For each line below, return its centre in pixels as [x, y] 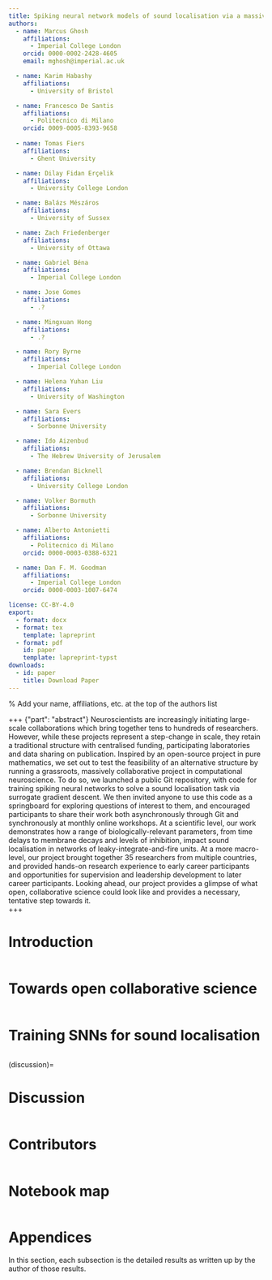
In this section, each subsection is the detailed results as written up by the [132, 1261]
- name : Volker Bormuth [55, 500]
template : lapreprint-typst [70, 658]
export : [21, 612]
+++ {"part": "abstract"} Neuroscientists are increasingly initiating [118, 719]
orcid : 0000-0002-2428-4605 [70, 54]
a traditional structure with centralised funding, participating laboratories [130, 745]
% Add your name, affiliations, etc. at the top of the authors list [113, 703]
